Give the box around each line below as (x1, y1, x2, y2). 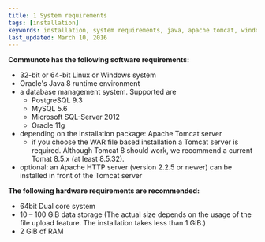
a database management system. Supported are (19, 87, 177, 97)
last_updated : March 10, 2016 (8, 33, 108, 42)
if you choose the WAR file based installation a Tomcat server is (31, 137, 239, 147)
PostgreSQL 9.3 (31, 95, 83, 105)
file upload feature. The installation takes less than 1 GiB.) (19, 218, 207, 228)
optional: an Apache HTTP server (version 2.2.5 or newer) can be (19, 162, 233, 172)
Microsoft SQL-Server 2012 (31, 112, 121, 122)
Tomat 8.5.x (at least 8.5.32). (31, 155, 125, 164)
